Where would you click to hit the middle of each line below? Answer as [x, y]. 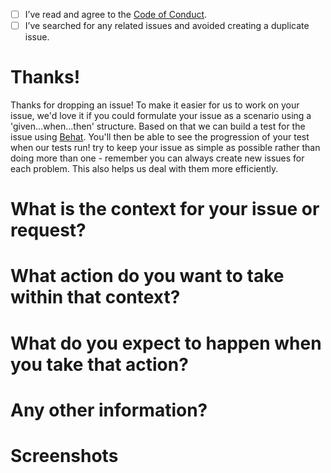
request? [48, 230]
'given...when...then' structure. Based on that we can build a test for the [158, 126]
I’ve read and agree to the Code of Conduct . [116, 14]
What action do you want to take [147, 276]
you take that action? [99, 364]
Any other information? [109, 410]
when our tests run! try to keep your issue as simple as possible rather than [165, 148]
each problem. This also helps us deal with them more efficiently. [144, 169]
